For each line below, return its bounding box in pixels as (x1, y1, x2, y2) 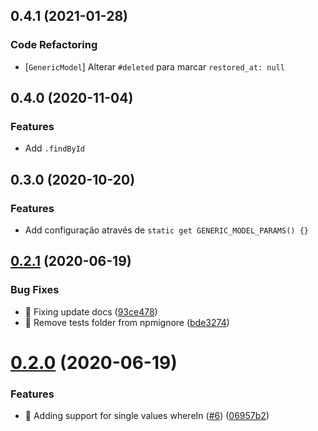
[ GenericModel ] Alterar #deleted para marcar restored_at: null (24, 60, 285, 73)
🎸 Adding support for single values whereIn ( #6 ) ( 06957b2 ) (24, 410, 270, 422)
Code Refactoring (10, 38, 98, 52)
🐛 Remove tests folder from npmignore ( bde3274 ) (24, 316, 230, 328)
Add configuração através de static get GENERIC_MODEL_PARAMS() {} (24, 224, 309, 236)
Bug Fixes (10, 283, 60, 297)
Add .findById (24, 142, 85, 154)
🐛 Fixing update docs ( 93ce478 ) (24, 305, 158, 318)
